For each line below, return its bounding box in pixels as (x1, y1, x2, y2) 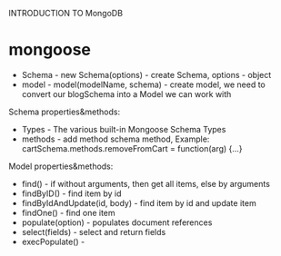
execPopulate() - (21, 236, 85, 247)
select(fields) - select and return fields (21, 226, 166, 237)
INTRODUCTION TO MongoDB (8, 8, 124, 18)
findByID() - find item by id (21, 188, 122, 199)
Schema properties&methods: (8, 106, 120, 117)
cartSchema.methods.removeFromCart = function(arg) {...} (21, 143, 243, 153)
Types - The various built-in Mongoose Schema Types (21, 123, 226, 134)
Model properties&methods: (8, 161, 114, 172)
